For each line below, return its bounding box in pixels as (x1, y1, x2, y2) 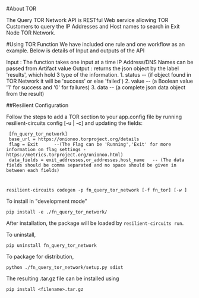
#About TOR (6, 5, 37, 12)
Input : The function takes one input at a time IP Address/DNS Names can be (6, 59, 194, 65)
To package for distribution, (6, 253, 74, 261)
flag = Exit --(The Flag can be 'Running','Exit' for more (8, 142, 171, 148)
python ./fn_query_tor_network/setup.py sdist (6, 265, 124, 271)
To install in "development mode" (6, 197, 87, 205)
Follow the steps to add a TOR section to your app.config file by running (6, 113, 182, 120)
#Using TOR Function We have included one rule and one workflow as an (6, 41, 185, 48)
